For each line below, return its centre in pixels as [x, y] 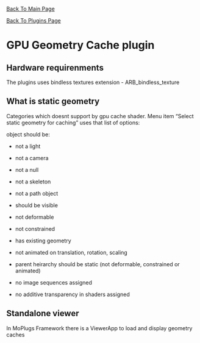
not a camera [32, 158]
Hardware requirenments [55, 67]
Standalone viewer [43, 313]
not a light [28, 146]
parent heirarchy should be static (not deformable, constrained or [97, 264]
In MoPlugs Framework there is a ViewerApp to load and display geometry [99, 328]
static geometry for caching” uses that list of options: [73, 122]
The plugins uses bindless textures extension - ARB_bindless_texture [93, 82]
